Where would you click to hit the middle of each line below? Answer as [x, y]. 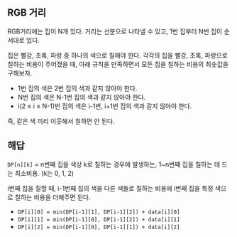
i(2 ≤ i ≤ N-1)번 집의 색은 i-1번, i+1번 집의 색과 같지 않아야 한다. [105, 106]
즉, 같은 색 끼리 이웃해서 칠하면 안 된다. [61, 121]
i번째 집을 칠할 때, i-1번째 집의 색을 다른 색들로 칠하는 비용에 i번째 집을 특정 [110, 188]
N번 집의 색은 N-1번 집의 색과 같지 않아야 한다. [82, 97]
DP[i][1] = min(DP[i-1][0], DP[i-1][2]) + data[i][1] [99, 219]
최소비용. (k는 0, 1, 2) [44, 173]
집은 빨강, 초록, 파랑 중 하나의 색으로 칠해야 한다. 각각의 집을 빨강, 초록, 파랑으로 [118, 55]
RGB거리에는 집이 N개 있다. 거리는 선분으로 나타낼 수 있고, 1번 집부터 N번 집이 [115, 31]
